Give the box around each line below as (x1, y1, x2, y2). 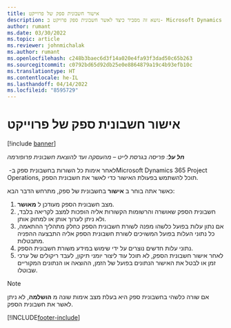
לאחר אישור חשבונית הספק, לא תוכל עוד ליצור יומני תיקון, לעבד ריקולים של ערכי (17, 252, 224, 260)
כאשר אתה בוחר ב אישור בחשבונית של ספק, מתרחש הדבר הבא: (7, 187, 175, 195)
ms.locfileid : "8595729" (7, 87, 79, 94)
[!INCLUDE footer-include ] (7, 314, 81, 322)
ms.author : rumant (7, 49, 60, 56)
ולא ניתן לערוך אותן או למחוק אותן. (17, 215, 107, 223)
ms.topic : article (7, 36, 60, 43)
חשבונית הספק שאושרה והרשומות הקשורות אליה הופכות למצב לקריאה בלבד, (17, 207, 216, 216)
